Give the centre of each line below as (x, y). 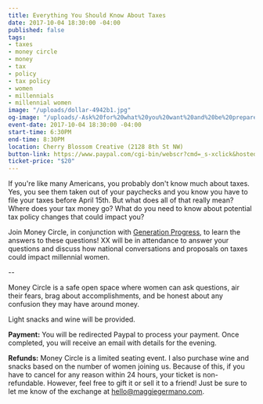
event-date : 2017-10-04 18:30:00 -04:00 (75, 125)
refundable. (27, 383)
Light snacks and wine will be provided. (72, 319)
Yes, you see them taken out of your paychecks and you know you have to (128, 192)
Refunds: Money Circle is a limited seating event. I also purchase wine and (128, 359)
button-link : (29, 154)
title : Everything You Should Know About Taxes (87, 15)
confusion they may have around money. (74, 304)
